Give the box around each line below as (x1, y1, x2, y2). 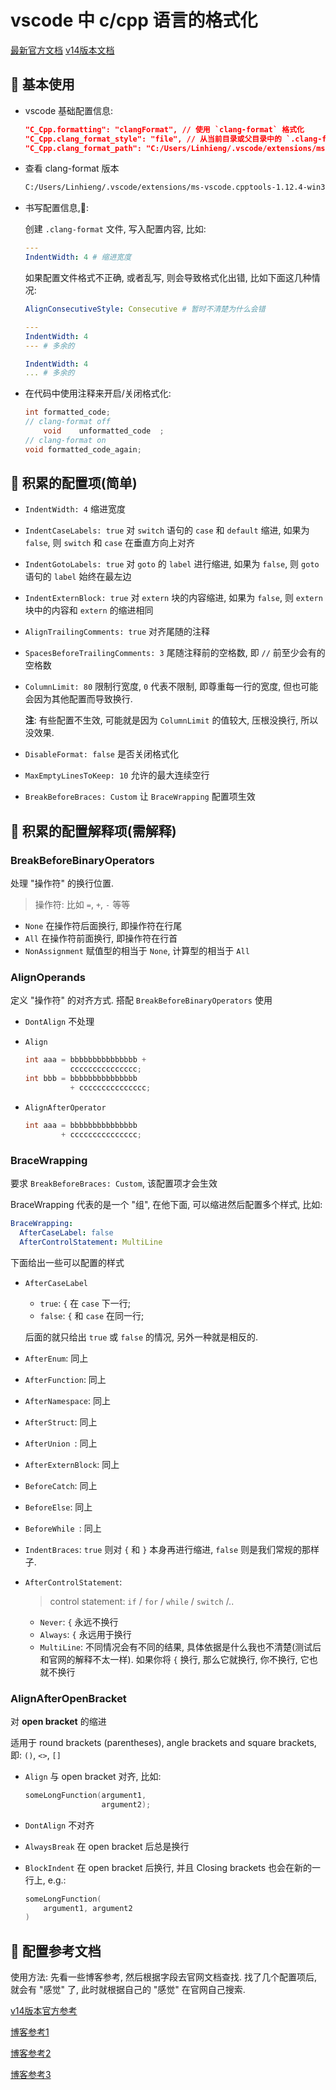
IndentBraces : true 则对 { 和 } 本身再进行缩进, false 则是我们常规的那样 (24, 1543, 320, 1555)
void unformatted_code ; (43, 426, 165, 436)
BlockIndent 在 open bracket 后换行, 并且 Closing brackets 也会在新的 (24, 1861, 313, 1873)
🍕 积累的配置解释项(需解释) (10, 822, 177, 840)
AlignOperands (10, 971, 86, 985)
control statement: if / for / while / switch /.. (49, 1595, 235, 1607)
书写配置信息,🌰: (24, 202, 90, 214)
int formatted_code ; (24, 407, 111, 418)
